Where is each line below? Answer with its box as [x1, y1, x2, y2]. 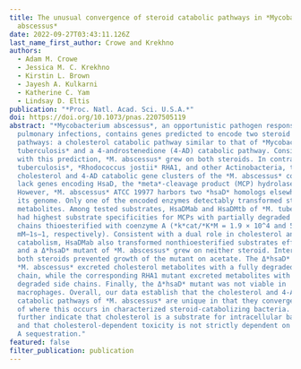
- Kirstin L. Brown [17, 72, 90, 81]
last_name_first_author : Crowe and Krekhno [9, 38, 175, 47]
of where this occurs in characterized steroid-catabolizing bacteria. [17, 305, 291, 313]
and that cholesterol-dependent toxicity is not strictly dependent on [17, 322, 291, 330]
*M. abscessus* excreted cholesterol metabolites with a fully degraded [17, 263, 295, 272]
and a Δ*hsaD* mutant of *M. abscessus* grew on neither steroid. [17, 246, 271, 255]
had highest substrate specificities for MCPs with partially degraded [17, 212, 291, 222]
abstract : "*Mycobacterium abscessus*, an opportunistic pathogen [9, 122, 262, 131]
